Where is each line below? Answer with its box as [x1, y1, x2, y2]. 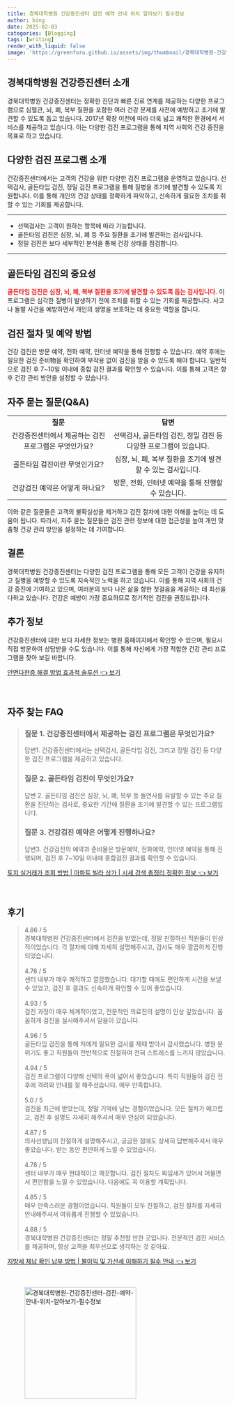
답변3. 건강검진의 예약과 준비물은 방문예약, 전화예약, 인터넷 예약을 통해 [24, 844, 216, 853]
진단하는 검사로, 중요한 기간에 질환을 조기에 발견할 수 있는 [37, 800, 194, 808]
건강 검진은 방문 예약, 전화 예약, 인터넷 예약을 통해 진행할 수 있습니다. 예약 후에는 [7, 347, 226, 356]
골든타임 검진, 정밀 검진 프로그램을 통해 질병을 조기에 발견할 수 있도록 [27, 182, 215, 191]
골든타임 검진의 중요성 [7, 268, 96, 279]
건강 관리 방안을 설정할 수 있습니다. [14, 374, 109, 382]
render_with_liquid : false [7, 43, 86, 50]
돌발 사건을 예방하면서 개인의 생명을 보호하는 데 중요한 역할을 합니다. [14, 305, 201, 314]
